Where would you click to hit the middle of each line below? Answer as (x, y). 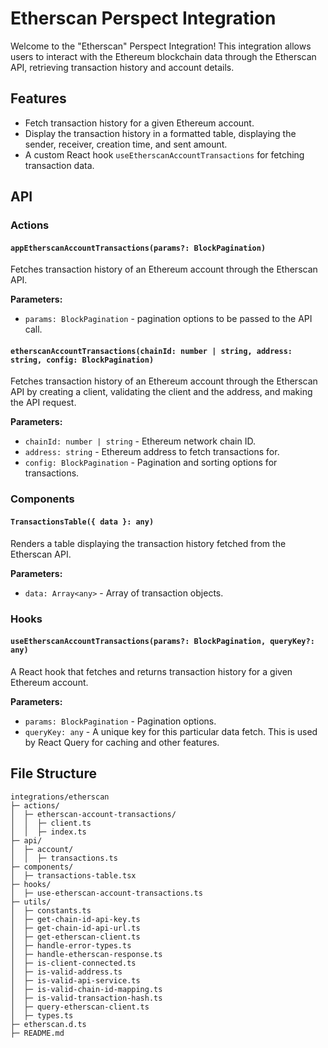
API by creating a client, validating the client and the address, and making (161, 392)
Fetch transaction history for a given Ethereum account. (139, 123)
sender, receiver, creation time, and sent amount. (126, 144)
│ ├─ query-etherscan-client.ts (80, 1007)
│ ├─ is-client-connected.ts (73, 963)
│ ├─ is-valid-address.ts (66, 972)
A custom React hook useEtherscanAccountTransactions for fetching (164, 154)
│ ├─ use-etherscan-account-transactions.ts (106, 893)
